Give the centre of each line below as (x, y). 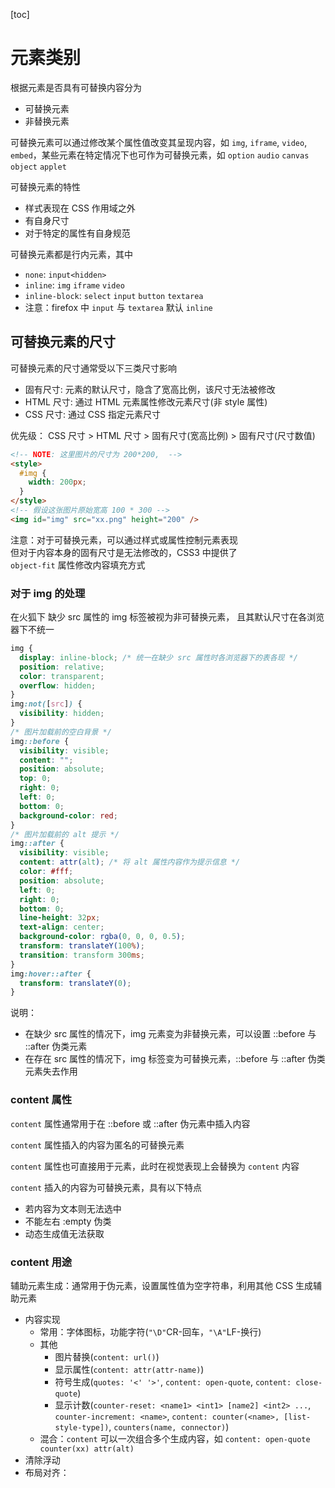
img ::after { (37, 844)
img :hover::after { (51, 974)
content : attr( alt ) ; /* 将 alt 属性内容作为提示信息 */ (130, 862)
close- (309, 1382)
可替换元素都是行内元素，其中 (71, 254)
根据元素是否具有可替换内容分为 (76, 87)
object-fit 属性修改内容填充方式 (78, 565)
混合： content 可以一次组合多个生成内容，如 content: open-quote (175, 1438)
